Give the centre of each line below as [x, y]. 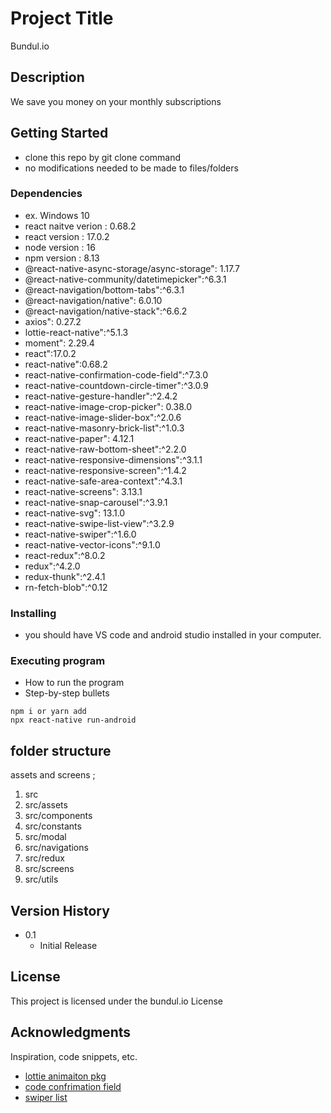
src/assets [46, 805]
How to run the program [74, 683]
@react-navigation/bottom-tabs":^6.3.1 [104, 289]
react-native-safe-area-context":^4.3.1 [103, 481]
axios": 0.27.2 [53, 321]
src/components [58, 816]
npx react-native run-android [73, 720]
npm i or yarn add [48, 712]
